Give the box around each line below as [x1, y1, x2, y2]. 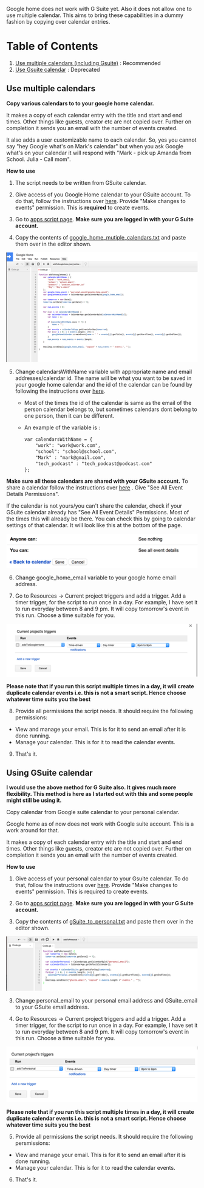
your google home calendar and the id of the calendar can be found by [15, 381, 192, 389]
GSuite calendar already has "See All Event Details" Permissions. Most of [6, 509, 189, 516]
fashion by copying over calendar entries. [6, 18, 110, 25]
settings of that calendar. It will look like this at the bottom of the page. [6, 522, 183, 529]
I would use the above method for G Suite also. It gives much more [6, 784, 177, 791]
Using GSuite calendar [6, 767, 93, 778]
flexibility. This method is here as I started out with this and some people [6, 790, 193, 798]
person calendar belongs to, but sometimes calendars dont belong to [24, 406, 197, 413]
